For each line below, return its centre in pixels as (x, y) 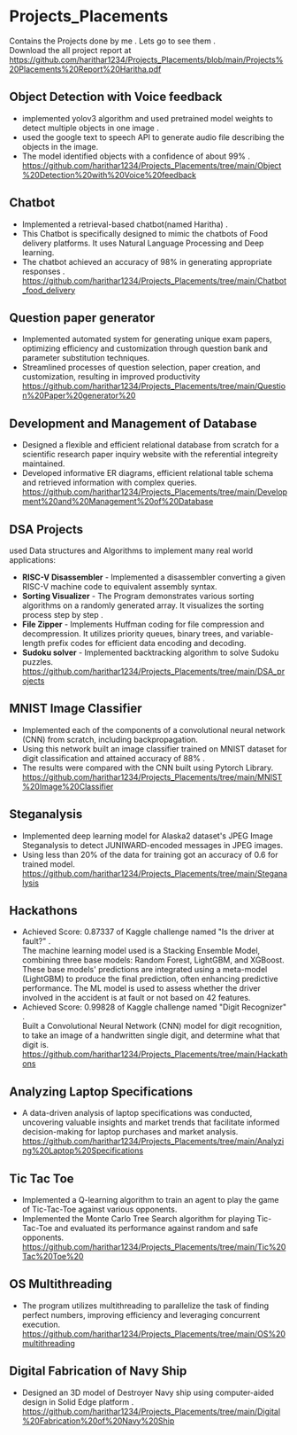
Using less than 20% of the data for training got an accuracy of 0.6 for (150, 854)
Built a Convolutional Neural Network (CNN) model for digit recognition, (152, 1026)
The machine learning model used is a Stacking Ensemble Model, (141, 951)
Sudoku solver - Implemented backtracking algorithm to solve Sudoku (150, 652)
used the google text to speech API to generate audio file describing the (153, 137)
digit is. (35, 1045)
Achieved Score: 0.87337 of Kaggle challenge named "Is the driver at (148, 932)
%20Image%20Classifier (68, 786)
